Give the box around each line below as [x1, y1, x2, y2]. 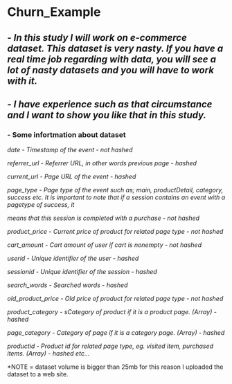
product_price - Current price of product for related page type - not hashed [7, 228, 224, 236]
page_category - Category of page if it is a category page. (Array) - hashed [7, 329, 225, 337]
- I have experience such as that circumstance [7, 98, 213, 110]
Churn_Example [7, 4, 101, 20]
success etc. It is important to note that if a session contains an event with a [7, 193, 226, 201]
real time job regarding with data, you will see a [7, 53, 217, 65]
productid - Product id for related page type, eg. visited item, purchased [7, 342, 213, 350]
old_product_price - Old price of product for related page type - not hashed [7, 295, 224, 303]
